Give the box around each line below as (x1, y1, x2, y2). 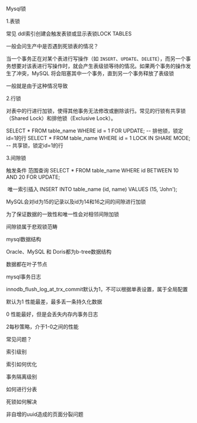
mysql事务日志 (6, 273, 42, 280)
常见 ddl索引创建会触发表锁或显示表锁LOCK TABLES (6, 30, 132, 37)
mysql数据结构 (6, 236, 42, 242)
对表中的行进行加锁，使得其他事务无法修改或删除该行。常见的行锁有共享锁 (6, 108, 186, 114)
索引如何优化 (6, 361, 37, 368)
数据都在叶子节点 (6, 261, 47, 268)
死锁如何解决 (6, 398, 37, 405)
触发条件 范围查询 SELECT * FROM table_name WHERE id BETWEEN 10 (6, 167, 179, 174)
